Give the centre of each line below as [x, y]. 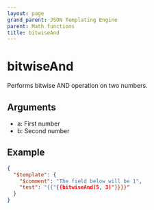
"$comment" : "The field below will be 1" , [81, 181]
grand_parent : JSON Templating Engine [62, 20]
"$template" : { [35, 175]
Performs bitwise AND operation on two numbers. [78, 86]
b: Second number [43, 131]
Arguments [32, 107]
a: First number [38, 124]
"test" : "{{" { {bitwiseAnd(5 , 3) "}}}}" [75, 187]
